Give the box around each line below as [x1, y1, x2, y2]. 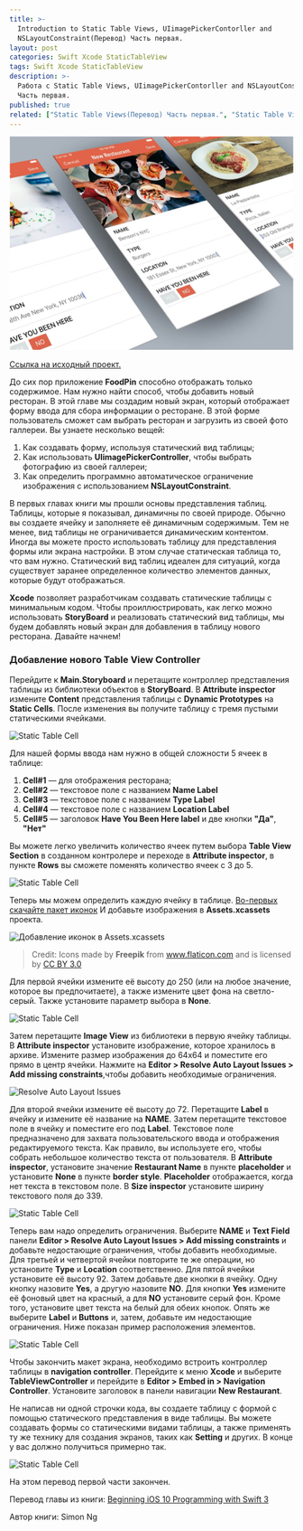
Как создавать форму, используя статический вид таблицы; [22, 442, 255, 453]
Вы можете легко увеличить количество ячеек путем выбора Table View [9, 840, 291, 851]
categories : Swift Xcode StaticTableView [9, 52, 168, 62]
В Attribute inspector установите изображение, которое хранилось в [9, 1040, 276, 1051]
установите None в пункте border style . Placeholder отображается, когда [9, 1171, 294, 1182]
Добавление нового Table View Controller [9, 654, 201, 666]
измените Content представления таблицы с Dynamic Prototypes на [9, 693, 274, 704]
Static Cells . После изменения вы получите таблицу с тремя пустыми [9, 703, 279, 714]
